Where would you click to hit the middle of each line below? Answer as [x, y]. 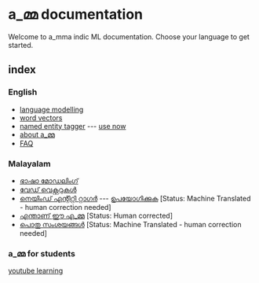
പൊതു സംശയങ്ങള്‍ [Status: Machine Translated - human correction [130, 224]
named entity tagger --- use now [73, 126]
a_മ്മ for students [42, 253]
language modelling [51, 109]
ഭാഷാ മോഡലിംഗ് [49, 180]
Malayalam [29, 164]
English [23, 92]
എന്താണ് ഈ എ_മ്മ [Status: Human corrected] [96, 215]
